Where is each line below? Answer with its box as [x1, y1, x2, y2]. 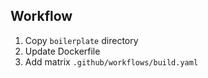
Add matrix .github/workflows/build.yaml [24, 55, 199, 68]
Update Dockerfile [24, 45, 101, 57]
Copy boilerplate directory [24, 34, 139, 46]
